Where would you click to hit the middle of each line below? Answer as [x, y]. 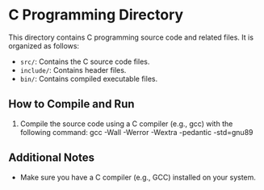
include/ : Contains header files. [73, 70]
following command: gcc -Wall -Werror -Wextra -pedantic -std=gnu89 [136, 132]
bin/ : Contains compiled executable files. [89, 78]
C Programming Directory [96, 15]
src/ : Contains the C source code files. [85, 61]
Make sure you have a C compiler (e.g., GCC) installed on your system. [138, 177]
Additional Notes [52, 158]
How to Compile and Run [71, 104]
